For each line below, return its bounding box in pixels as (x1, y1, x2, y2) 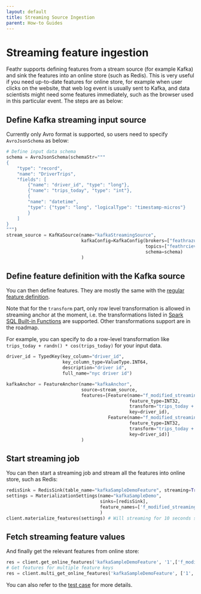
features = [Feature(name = (81, 392, 144, 399)
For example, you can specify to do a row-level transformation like (6, 336, 169, 343)
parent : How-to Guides (6, 20, 63, 26)
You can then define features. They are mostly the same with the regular (6, 287, 185, 294)
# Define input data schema (6, 149, 77, 155)
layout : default (6, 8, 47, 15)
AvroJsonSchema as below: (6, 137, 69, 144)
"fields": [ (17, 176, 47, 183)
